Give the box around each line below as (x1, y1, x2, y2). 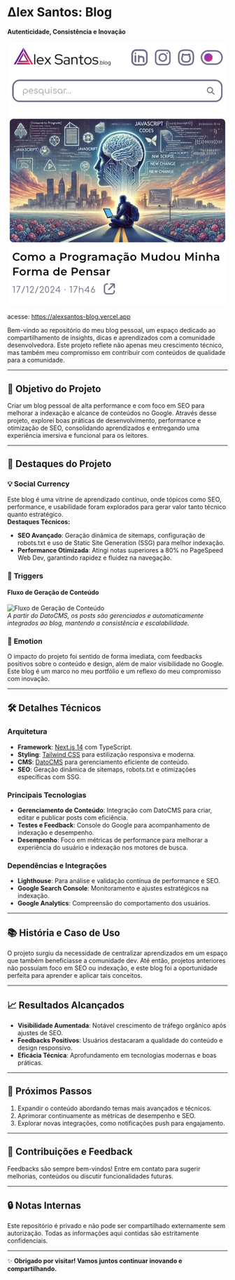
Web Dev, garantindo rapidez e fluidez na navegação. (17, 553, 173, 562)
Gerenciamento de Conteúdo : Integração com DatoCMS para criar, (17, 806, 213, 814)
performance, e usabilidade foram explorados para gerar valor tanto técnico (7, 502, 227, 511)
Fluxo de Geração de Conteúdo (7, 588, 99, 597)
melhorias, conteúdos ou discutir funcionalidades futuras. (7, 1172, 173, 1180)
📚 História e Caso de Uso (7, 927, 120, 938)
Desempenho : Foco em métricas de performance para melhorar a (17, 836, 208, 844)
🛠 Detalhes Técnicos (7, 702, 101, 714)
